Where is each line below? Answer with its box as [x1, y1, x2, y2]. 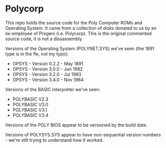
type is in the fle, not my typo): [5, 51, 69, 57]
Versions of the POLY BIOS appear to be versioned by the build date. [5, 122, 147, 128]
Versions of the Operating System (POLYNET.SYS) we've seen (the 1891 [5, 45, 154, 51]
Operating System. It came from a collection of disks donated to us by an [5, 25, 157, 31]
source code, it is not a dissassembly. [5, 36, 84, 42]
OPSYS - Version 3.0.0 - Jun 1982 [12, 66, 83, 72]
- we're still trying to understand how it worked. [5, 137, 104, 143]
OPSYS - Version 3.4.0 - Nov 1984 [12, 77, 84, 83]
